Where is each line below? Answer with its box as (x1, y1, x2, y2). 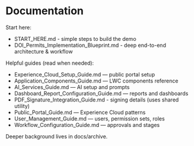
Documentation (5, 4, 84, 18)
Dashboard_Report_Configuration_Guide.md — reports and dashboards (14, 90, 189, 97)
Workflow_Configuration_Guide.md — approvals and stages (14, 121, 160, 128)
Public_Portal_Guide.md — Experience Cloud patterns (14, 109, 146, 116)
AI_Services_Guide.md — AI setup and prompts (14, 83, 130, 90)
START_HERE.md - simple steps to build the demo (14, 35, 137, 42)
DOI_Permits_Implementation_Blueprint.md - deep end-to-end (14, 42, 167, 49)
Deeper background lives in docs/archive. (5, 132, 108, 140)
